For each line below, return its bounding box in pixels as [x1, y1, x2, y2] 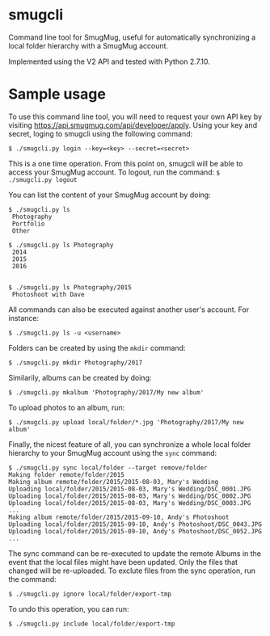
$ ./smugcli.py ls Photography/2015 [8, 283, 132, 292]
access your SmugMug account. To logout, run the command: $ [8, 167, 221, 177]
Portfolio [11, 220, 45, 228]
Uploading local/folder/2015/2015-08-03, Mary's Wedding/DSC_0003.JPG [8, 499, 251, 507]
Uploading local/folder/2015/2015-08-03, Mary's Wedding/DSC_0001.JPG [8, 485, 251, 493]
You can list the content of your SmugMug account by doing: [8, 190, 212, 200]
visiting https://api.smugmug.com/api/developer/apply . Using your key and [8, 120, 257, 130]
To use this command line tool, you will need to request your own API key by [8, 112, 263, 121]
